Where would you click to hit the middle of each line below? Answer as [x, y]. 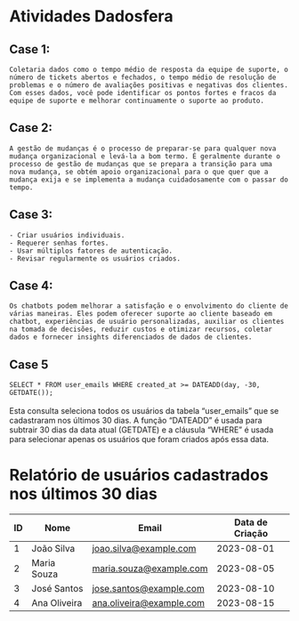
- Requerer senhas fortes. [59, 243]
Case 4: [31, 286]
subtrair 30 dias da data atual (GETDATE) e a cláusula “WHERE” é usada [141, 430]
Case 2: [31, 128]
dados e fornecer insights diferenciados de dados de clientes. [131, 337]
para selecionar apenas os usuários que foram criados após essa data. [139, 440]
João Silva [53, 549]
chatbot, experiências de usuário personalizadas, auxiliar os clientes [147, 322]
